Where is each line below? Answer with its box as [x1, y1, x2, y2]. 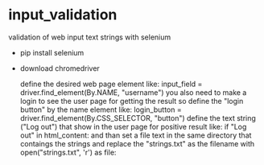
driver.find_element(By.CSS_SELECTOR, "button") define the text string [19, 113, 256, 122]
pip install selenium [19, 47, 85, 57]
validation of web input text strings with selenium [8, 32, 171, 42]
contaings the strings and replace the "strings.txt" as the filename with [19, 138, 255, 148]
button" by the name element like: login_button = [19, 105, 183, 114]
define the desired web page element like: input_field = [19, 79, 203, 89]
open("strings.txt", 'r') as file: [19, 147, 117, 157]
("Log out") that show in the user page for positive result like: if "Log [19, 122, 247, 131]
